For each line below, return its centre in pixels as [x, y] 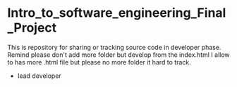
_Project [32, 28]
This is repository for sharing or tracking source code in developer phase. [114, 47]
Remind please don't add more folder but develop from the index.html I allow [119, 55]
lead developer [39, 76]
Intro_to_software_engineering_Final [117, 13]
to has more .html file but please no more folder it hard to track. [99, 62]
